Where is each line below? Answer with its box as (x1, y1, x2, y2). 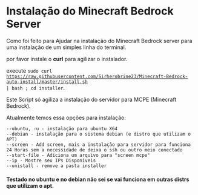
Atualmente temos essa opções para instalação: (6, 114, 126, 121)
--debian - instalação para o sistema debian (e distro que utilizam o (6, 131, 191, 137)
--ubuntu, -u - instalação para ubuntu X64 (6, 125, 118, 131)
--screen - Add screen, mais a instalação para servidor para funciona (6, 141, 191, 148)
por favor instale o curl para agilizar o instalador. (6, 55, 128, 62)
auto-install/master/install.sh (6, 79, 88, 85)
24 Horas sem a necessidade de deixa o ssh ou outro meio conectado (6, 147, 183, 153)
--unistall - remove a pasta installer (6, 162, 107, 169)
